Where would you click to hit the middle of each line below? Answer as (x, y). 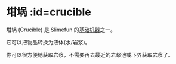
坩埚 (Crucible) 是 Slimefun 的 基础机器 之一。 (61, 30)
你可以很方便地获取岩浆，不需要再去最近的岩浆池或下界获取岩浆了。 (90, 55)
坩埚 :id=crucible (49, 12)
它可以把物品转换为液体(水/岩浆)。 (48, 42)
